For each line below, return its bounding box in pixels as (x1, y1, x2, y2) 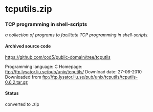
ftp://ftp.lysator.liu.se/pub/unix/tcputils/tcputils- (42, 74, 138, 80)
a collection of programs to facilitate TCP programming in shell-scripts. (5, 32, 149, 38)
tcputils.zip (5, 3, 52, 15)
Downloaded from (5, 74, 42, 80)
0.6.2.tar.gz (5, 79, 28, 85)
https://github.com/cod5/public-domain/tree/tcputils (5, 54, 111, 60)
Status (5, 90, 19, 96)
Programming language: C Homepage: (5, 64, 83, 69)
